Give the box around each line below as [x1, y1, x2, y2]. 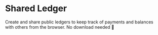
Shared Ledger [5, 3, 67, 14]
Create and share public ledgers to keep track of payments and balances [5, 19, 154, 25]
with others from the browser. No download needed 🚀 [5, 24, 115, 30]
